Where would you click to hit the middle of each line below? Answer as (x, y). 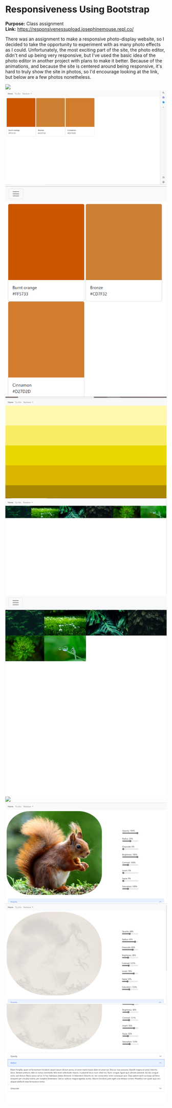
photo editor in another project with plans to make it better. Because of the (84, 60)
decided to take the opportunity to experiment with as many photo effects (83, 44)
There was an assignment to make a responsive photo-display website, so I (85, 39)
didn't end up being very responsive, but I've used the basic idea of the (81, 55)
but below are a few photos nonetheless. (48, 77)
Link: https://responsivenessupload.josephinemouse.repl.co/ (70, 29)
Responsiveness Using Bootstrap (78, 9)
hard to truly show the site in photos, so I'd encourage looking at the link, (82, 71)
